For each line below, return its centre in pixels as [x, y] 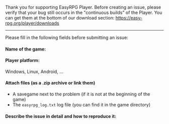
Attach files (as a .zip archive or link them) [50, 83]
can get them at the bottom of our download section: [60, 18]
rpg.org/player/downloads [32, 23]
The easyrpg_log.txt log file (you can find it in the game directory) [81, 105]
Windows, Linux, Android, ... [34, 71]
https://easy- [129, 18]
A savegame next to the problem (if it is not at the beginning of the [81, 94]
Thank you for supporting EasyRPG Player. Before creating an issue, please [83, 7]
